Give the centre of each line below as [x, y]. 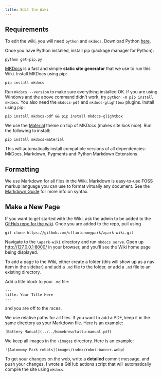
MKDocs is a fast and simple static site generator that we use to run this [78, 68]
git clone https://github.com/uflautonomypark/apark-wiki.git [69, 233]
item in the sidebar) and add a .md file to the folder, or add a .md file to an [78, 267]
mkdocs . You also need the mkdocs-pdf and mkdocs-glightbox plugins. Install [80, 102]
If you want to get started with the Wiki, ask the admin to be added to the [78, 219]
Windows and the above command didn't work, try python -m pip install [79, 97]
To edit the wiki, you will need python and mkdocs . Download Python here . [78, 41]
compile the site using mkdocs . [35, 369]
